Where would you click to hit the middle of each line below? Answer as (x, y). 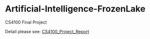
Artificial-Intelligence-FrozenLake (75, 9)
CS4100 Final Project (26, 22)
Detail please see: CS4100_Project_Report (47, 31)
